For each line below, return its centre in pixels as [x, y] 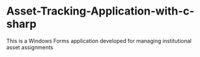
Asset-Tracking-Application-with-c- [101, 11]
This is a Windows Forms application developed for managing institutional [99, 41]
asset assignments [30, 47]
